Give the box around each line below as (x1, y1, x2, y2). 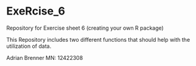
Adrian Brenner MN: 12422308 (6, 54, 83, 61)
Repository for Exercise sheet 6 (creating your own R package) (6, 24, 164, 31)
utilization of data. (6, 42, 52, 50)
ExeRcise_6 (6, 4, 66, 18)
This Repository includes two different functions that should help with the (6, 36, 191, 43)
